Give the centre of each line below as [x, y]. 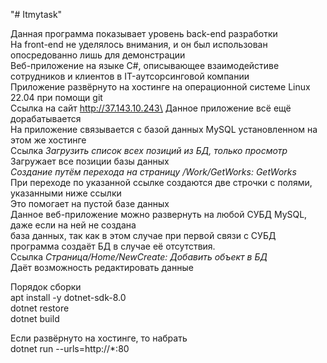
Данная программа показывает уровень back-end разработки [144, 33]
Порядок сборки [46, 287]
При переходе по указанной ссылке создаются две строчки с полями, [161, 182]
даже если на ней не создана [73, 225]
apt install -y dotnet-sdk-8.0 [68, 297]
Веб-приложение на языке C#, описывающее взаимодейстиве [145, 65]
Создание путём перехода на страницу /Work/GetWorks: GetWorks [153, 172]
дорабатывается [46, 118]
